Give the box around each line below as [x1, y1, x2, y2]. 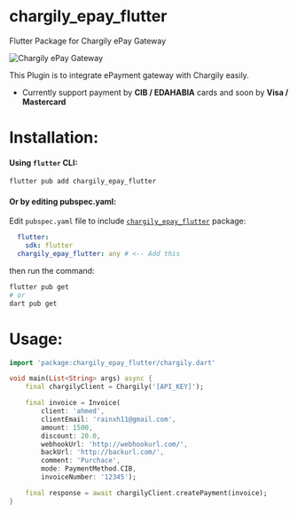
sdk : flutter [25, 241, 74, 250]
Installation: [9, 128, 99, 148]
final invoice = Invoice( [25, 399, 121, 408]
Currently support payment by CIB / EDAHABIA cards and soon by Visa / [21, 87, 289, 97]
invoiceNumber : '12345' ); [41, 472, 137, 482]
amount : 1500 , [41, 423, 93, 432]
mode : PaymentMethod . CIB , [41, 464, 137, 473]
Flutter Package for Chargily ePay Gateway [9, 35, 167, 46]
